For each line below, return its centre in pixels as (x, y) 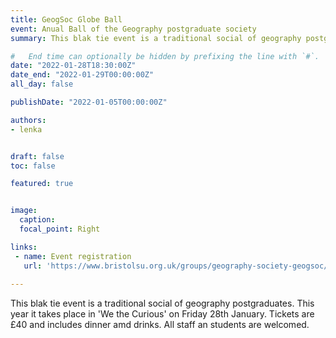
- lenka (26, 129)
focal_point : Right (60, 229)
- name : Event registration (73, 256)
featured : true (42, 184)
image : (24, 211)
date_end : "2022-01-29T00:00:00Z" (82, 75)
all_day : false (42, 84)
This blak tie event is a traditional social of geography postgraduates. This (162, 303)
